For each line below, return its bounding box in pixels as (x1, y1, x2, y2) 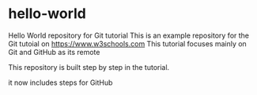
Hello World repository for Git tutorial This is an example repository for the (8, 31, 250, 40)
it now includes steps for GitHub (8, 78, 113, 87)
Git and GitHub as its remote (8, 47, 100, 57)
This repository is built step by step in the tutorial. (8, 62, 170, 71)
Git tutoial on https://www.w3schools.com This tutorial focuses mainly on (8, 38, 247, 48)
